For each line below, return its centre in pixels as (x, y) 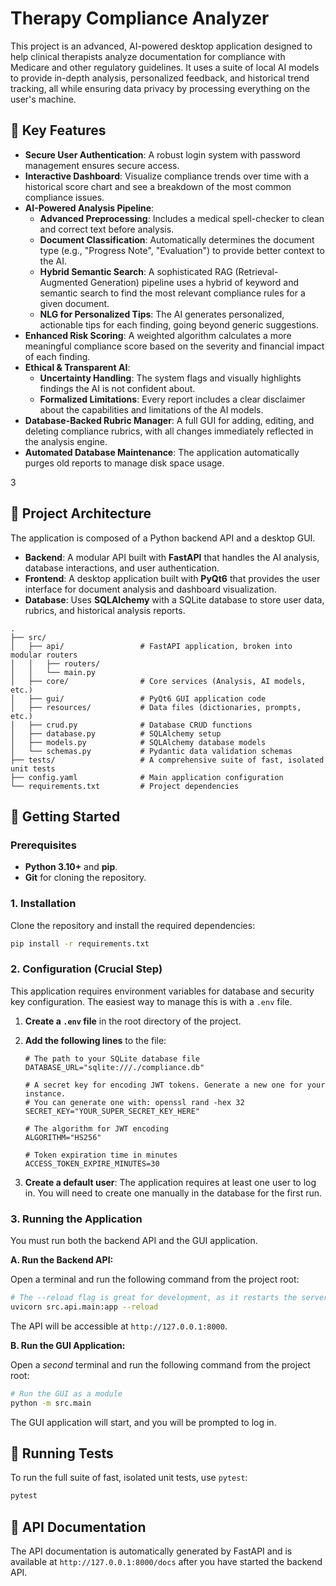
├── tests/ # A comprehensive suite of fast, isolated (167, 760)
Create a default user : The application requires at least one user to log (170, 1182)
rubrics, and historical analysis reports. (105, 610)
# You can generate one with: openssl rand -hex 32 (134, 1102)
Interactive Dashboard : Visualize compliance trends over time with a (167, 176)
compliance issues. (64, 197)
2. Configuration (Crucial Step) (86, 969)
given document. (74, 303)
